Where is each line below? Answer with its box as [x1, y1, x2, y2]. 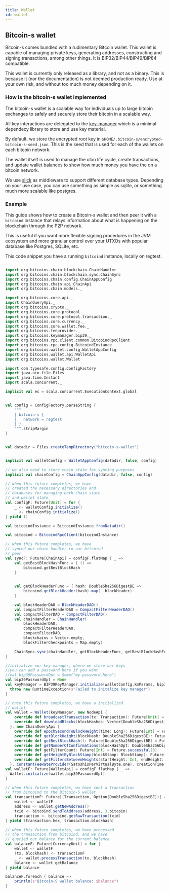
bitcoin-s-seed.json [5, 142, 49, 147]
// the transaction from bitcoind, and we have [5, 832, 108, 837]
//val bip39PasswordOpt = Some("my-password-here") [5, 672, 116, 677]
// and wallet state [5, 495, 49, 501]
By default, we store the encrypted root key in [5, 135, 101, 142]
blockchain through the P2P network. [5, 223, 83, 229]
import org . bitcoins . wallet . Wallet [5, 356, 80, 362]
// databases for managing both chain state [5, 490, 101, 496]
